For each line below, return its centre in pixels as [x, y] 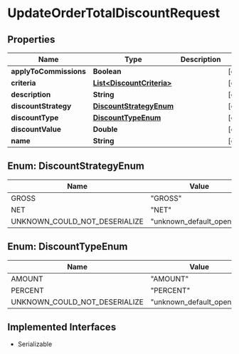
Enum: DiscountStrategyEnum [76, 166]
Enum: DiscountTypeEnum [68, 247]
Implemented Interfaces [62, 327]
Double [105, 129]
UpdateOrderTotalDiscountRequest [114, 13]
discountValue [36, 129]
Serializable [35, 344]
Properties [31, 40]
